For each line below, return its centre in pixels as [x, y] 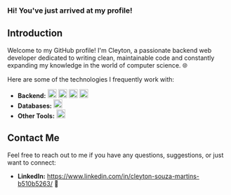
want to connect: [32, 162]
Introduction [35, 33]
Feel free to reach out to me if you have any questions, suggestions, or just [115, 155]
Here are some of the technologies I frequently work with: [91, 79]
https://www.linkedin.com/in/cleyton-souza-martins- [123, 176]
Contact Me [33, 138]
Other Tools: [36, 115]
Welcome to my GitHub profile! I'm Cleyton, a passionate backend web [110, 50]
